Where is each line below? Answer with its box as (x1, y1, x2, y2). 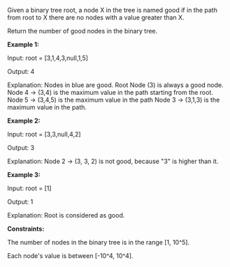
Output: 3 (7, 144, 35, 152)
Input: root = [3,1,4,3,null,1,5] (7, 54, 89, 62)
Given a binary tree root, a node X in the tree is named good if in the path (7, 6, 218, 14)
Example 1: (7, 40, 40, 48)
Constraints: (7, 224, 45, 233)
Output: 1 (7, 198, 34, 206)
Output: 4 (7, 68, 35, 75)
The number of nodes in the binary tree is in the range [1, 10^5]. (7, 238, 190, 246)
